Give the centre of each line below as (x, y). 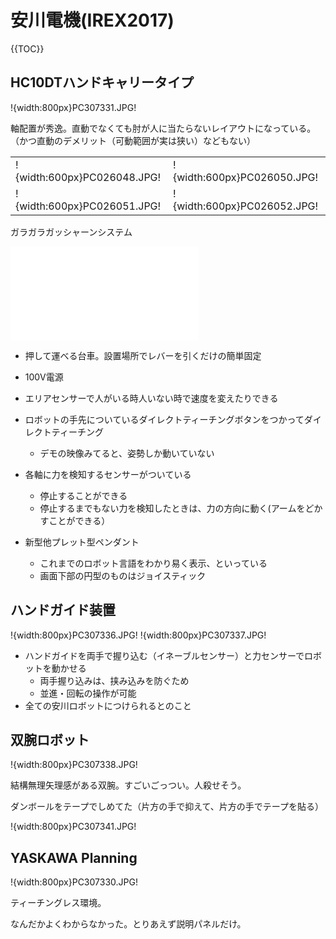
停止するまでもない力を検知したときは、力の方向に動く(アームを (172, 508)
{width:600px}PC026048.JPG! (88, 177)
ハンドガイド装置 (63, 610)
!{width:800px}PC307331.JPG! (73, 107)
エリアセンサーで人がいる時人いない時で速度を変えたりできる (151, 398)
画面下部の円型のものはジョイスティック (123, 575)
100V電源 (44, 377)
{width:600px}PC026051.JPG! (88, 206)
